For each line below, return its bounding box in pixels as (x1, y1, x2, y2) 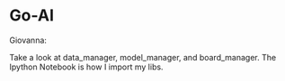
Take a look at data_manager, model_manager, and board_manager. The (9, 52, 277, 62)
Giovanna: (9, 35, 48, 45)
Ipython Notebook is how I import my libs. (9, 61, 164, 72)
